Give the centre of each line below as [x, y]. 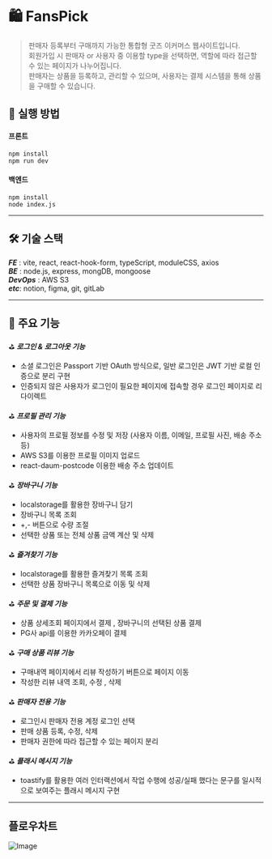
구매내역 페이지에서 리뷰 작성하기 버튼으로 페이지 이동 [104, 672]
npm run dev [28, 161]
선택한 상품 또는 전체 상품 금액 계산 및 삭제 [87, 535]
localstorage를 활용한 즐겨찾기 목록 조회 [84, 574]
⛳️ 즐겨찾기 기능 [33, 555]
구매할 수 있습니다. [66, 86]
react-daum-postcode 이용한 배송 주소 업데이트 [97, 466]
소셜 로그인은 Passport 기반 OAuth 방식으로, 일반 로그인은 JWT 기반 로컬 [136, 366]
